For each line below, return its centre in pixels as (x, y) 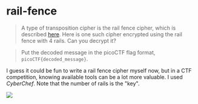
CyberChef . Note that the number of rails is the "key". (73, 83)
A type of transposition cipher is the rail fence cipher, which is (98, 28)
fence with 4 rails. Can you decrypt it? (68, 41)
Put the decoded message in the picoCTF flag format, (88, 52)
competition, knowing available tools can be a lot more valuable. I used (94, 77)
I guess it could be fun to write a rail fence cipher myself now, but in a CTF (99, 70)
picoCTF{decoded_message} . (54, 59)
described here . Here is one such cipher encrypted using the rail (102, 34)
